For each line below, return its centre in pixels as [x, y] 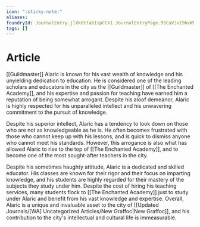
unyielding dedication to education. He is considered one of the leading [94, 80]
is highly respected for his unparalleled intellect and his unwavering [89, 106]
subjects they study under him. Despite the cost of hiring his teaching [91, 186]
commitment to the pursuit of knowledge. [57, 112]
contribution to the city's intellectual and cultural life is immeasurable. [91, 217]
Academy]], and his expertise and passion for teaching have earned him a [97, 94]
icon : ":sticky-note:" [34, 12]
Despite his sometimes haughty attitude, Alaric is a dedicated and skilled [95, 167]
